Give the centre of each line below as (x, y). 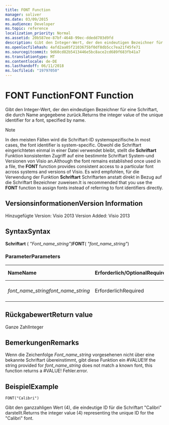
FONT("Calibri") (22, 398)
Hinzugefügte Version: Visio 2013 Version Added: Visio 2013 (68, 216)
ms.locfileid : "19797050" (32, 71)
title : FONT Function (28, 10)
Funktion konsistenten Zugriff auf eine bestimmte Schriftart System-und (80, 155)
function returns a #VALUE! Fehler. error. (47, 371)
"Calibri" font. (19, 418)
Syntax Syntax (28, 232)
